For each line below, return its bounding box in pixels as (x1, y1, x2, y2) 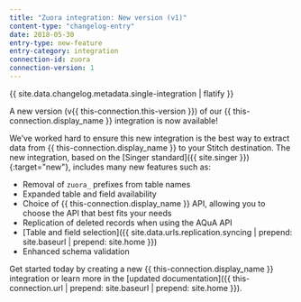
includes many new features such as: (72, 161, 212, 172)
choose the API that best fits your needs (22, 207, 172, 218)
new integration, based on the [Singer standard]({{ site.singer (9, 151, 238, 162)
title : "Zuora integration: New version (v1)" (9, 13, 187, 23)
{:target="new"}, (9, 161, 71, 172)
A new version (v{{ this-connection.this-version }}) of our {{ (9, 105, 232, 116)
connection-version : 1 (9, 64, 95, 73)
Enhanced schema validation (22, 245, 130, 257)
